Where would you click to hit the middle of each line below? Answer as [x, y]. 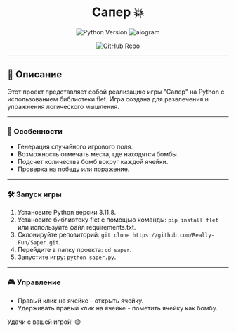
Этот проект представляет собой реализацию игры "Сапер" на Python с [116, 92]
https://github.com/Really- [173, 235]
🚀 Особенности [35, 131]
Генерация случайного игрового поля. [75, 147]
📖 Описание [35, 75]
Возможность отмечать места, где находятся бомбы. [98, 154]
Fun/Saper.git [38, 243]
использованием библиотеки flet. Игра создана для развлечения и [108, 99]
